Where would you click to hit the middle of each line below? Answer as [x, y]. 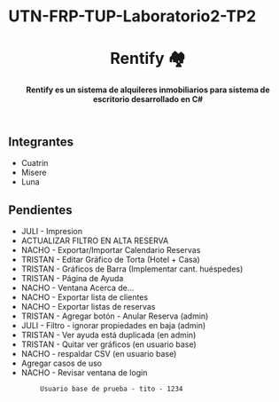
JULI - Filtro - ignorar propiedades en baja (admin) [113, 326]
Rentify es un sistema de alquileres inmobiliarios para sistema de [148, 90]
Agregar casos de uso [62, 363]
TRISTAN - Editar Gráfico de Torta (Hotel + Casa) [110, 260]
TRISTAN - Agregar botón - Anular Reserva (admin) [115, 316]
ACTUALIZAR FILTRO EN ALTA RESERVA [95, 240]
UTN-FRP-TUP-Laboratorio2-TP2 [132, 16]
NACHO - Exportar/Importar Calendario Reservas [111, 250]
